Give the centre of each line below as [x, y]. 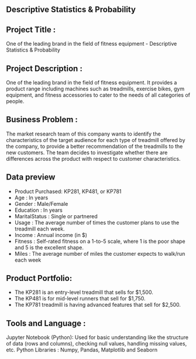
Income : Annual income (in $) [51, 235]
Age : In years [31, 197]
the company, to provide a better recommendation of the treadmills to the [94, 146]
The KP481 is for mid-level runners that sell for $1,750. [80, 299]
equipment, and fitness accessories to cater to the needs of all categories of [98, 95]
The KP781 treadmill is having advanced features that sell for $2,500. [98, 305]
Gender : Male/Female [41, 204]
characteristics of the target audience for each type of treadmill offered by [96, 140]
